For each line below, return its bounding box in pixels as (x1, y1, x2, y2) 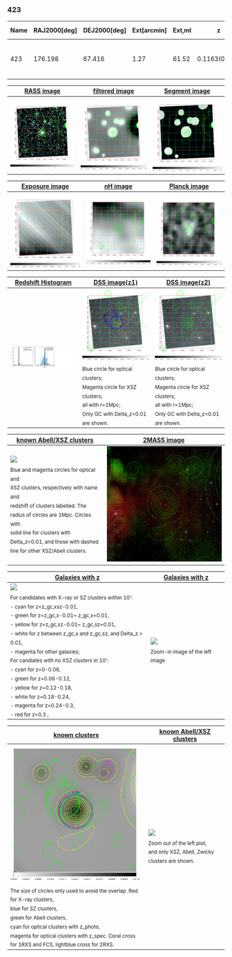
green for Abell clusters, (10, 914, 67, 921)
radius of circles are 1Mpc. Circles (10, 511, 92, 518)
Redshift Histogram (14, 279, 72, 287)
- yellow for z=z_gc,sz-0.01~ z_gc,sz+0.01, (10, 621, 116, 628)
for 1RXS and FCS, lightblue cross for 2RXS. (10, 941, 115, 949)
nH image (104, 182, 133, 191)
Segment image (164, 87, 211, 95)
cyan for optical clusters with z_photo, (10, 923, 100, 930)
